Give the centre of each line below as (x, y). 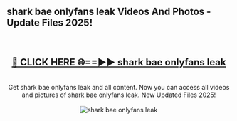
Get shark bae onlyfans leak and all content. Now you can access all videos (119, 87)
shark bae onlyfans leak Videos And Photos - (109, 12)
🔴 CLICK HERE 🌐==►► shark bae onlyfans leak (119, 62)
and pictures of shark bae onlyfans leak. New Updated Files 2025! (119, 95)
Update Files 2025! (50, 23)
